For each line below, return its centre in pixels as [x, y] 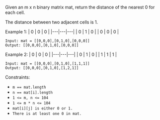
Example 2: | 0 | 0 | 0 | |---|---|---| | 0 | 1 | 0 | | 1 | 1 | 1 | [61, 55]
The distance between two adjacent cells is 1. [52, 22]
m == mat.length [29, 87]
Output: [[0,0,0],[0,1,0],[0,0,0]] [42, 45]
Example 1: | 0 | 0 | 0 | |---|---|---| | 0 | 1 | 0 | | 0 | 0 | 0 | [62, 32]
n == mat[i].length [33, 93]
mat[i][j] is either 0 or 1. [42, 109]
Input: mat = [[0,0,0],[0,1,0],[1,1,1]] [48, 64]
